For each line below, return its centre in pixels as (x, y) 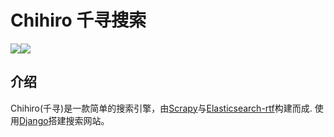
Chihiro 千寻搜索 (78, 20)
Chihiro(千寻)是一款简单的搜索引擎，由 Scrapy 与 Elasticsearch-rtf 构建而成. (161, 108)
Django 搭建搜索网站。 (64, 120)
